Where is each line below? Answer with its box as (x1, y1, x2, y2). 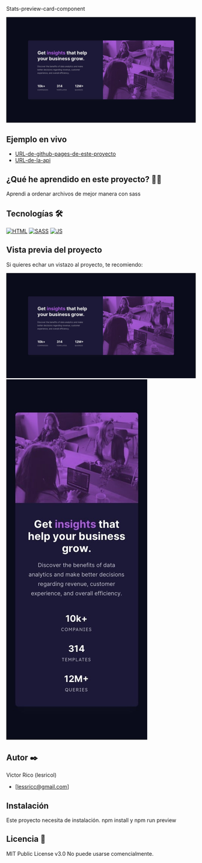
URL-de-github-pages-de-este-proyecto (14, 150, 116, 157)
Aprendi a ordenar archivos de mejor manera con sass (6, 190, 141, 198)
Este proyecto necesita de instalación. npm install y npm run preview (6, 817, 176, 824)
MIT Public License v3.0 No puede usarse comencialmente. (6, 850, 154, 857)
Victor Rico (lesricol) (6, 771, 57, 779)
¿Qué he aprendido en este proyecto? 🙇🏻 (6, 174, 162, 185)
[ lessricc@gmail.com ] (14, 783, 69, 791)
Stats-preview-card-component (6, 5, 85, 12)
